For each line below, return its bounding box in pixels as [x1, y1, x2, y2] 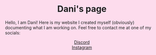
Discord [74, 39, 90, 45]
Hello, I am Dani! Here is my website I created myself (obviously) [5, 19, 135, 25]
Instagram [72, 44, 92, 50]
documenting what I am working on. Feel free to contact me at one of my [5, 24, 152, 30]
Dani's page [57, 3, 107, 15]
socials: [5, 30, 20, 36]
